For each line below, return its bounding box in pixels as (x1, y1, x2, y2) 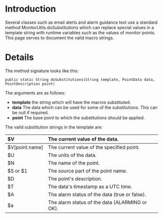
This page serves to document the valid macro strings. (5, 35, 114, 41)
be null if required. (12, 109, 49, 115)
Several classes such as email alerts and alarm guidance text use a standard (5, 19, 158, 25)
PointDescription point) (5, 81, 55, 86)
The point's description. (48, 175, 102, 182)
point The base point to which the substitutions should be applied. (12, 115, 145, 121)
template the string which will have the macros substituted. (12, 99, 131, 105)
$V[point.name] (7, 144, 44, 151)
